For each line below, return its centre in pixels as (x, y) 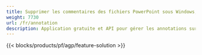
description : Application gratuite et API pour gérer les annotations (96, 28)
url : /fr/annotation (32, 23)
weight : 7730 (23, 17)
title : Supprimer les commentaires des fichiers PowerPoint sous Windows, (102, 12)
